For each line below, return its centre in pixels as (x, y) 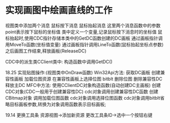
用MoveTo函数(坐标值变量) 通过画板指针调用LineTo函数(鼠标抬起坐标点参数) (84, 44)
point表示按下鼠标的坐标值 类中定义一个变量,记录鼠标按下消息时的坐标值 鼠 (84, 32)
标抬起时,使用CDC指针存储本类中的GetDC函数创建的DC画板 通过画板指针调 (84, 38)
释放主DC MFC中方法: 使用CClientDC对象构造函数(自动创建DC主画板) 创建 (83, 85)
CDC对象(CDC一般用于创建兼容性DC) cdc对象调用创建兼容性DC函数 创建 (82, 91)
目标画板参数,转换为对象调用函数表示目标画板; (58, 104)
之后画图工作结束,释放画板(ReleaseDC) (46, 51)
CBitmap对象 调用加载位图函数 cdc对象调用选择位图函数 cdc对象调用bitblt (83, 98)
